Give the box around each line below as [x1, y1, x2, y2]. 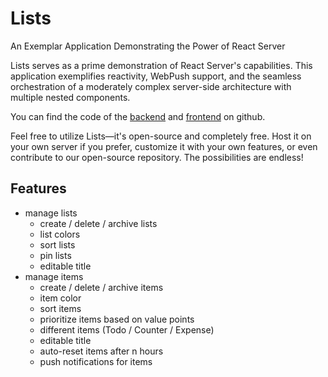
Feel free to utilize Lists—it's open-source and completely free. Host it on [10, 130, 312, 142]
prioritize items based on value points [39, 313, 195, 325]
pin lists [39, 249, 72, 261]
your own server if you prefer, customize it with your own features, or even [10, 140, 318, 152]
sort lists [39, 238, 76, 251]
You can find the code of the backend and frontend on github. [10, 110, 266, 122]
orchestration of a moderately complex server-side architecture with [10, 80, 292, 92]
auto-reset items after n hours [39, 345, 164, 357]
